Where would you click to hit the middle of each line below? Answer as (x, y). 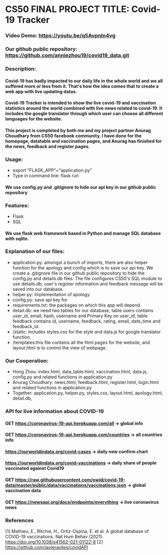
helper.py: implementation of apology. (52, 294)
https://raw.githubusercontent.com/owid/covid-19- (70, 480)
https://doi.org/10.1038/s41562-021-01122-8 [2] (54, 542)
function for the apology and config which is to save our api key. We (83, 267)
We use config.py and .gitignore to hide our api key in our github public (81, 187)
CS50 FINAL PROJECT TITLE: (67, 9)
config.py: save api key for (40, 300)
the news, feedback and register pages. (48, 146)
